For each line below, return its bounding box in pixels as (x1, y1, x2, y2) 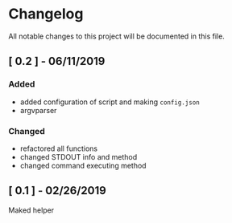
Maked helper (8, 205, 55, 215)
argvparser (19, 105, 57, 115)
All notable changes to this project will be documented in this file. (8, 31, 226, 41)
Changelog (8, 5, 84, 23)
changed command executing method (19, 160, 147, 170)
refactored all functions (19, 144, 98, 153)
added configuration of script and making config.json (19, 97, 200, 107)
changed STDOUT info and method (19, 152, 138, 161)
